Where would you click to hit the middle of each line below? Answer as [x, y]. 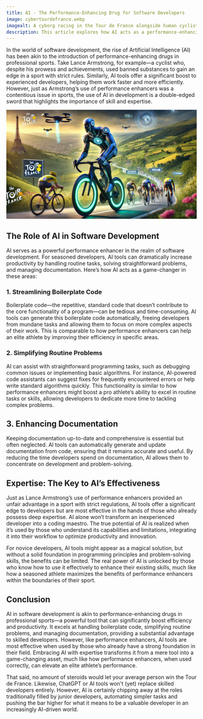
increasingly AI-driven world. [42, 709]
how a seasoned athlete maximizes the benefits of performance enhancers [100, 574]
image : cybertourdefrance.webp [46, 19]
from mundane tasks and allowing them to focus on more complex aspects [99, 325]
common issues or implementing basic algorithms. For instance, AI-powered [101, 373]
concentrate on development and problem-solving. [69, 464]
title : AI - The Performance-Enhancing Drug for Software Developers [96, 13]
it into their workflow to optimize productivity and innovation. [82, 537]
